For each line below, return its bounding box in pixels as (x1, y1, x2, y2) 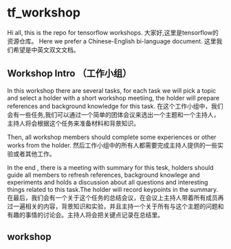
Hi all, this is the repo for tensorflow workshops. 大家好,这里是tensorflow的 (7, 28, 219, 36)
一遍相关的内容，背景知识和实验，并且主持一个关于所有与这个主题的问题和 (12, 202, 224, 210)
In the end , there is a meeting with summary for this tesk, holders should (7, 163, 214, 171)
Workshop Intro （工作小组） (7, 67, 132, 80)
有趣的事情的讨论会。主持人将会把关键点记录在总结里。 (7, 210, 164, 219)
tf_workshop (7, 5, 81, 21)
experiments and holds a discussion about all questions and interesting (7, 177, 208, 186)
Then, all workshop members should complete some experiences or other (7, 133, 217, 141)
